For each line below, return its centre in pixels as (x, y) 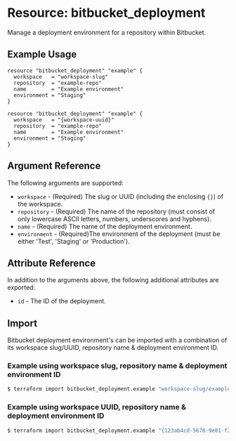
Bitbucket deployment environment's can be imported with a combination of (117, 340)
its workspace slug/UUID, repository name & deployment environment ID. (113, 348)
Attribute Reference (52, 263)
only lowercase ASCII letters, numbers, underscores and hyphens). (114, 218)
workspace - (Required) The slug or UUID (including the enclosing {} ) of (120, 196)
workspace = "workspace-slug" (61, 77)
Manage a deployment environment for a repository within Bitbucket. (107, 32)
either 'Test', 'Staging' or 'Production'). (73, 241)
